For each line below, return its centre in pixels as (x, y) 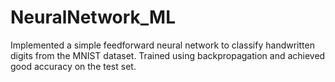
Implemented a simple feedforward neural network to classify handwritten (162, 45)
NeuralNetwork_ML (93, 17)
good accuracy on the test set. (73, 66)
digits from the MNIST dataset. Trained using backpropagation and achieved (168, 55)
